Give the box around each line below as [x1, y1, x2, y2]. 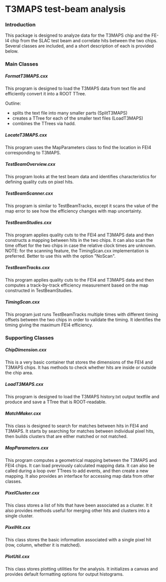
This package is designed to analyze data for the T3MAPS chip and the [5, 32, 151, 38]
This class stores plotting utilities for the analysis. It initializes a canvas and [5, 566, 158, 572]
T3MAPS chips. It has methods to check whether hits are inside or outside [5, 364, 157, 370]
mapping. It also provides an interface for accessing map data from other [5, 473, 155, 479]
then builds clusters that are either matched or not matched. [5, 434, 128, 439]
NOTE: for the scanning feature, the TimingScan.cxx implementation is [5, 248, 149, 254]
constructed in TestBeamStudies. [5, 288, 73, 293]
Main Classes [5, 61, 39, 68]
